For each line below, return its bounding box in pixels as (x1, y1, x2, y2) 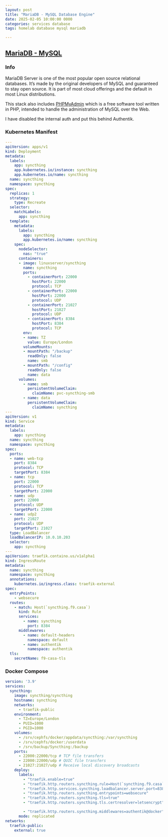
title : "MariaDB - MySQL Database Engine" (5, 12, 95, 17)
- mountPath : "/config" (23, 363, 72, 368)
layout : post (5, 7, 32, 13)
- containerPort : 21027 (27, 302, 77, 308)
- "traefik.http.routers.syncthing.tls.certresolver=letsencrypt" (23, 800, 164, 805)
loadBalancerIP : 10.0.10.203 (9, 535, 70, 540)
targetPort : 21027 (14, 526, 52, 531)
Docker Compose (5, 668, 48, 675)
